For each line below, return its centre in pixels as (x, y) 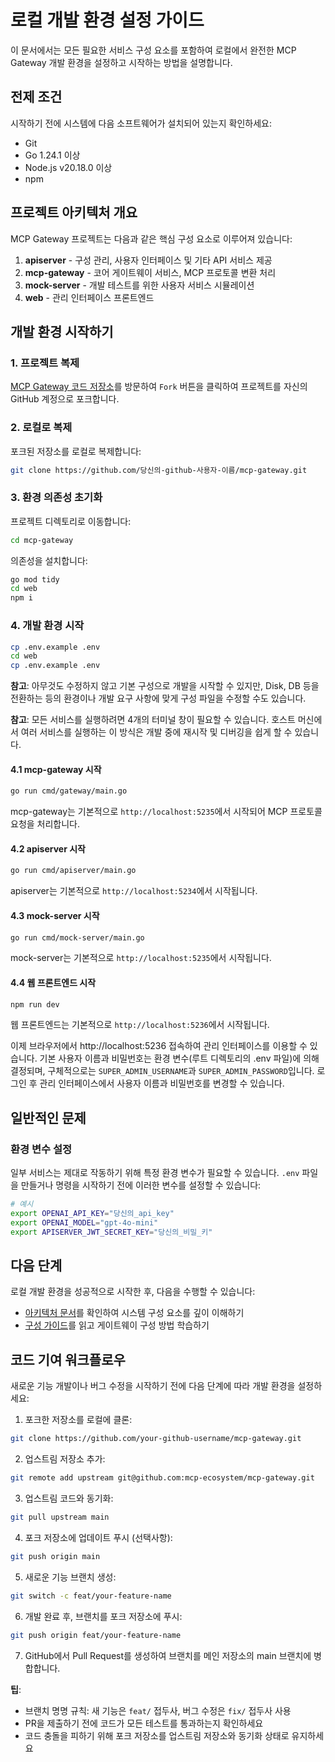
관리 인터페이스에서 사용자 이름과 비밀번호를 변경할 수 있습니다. (162, 1083)
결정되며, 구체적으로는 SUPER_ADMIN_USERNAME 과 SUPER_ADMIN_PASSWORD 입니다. (162, 1071)
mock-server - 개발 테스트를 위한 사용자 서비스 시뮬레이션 (139, 285)
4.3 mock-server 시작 (55, 915)
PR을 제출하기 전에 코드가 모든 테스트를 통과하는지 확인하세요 (144, 1723)
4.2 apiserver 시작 (48, 848)
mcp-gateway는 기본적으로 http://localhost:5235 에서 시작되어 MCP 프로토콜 (166, 812)
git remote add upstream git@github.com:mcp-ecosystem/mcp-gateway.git (162, 1478)
